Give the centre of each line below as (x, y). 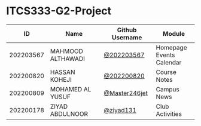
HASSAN (63, 72)
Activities (169, 113)
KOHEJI (61, 79)
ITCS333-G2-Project (59, 11)
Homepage (171, 47)
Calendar (169, 62)
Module (174, 33)
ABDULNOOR (69, 113)
